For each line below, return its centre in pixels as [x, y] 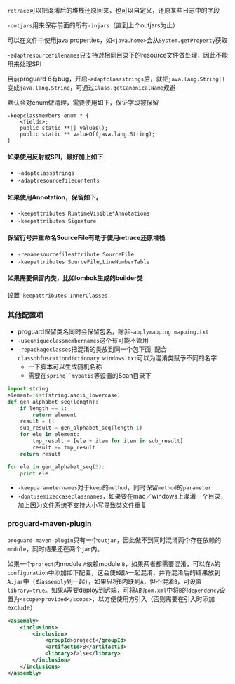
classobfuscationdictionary [58, 359]
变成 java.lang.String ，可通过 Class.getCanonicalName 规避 [92, 87]
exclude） [22, 607]
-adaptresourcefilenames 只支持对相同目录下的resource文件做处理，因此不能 [118, 55]
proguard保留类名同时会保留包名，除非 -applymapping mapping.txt [113, 331]
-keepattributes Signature [57, 221]
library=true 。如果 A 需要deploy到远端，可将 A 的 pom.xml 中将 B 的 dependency [113, 590]
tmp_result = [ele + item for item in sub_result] [108, 441]
